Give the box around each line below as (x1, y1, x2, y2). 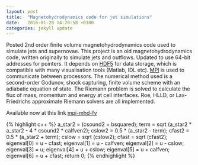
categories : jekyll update (6, 25, 73, 31)
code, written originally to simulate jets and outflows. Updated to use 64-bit (6, 54, 191, 61)
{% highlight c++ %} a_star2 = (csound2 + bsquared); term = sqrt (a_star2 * (6, 121, 192, 128)
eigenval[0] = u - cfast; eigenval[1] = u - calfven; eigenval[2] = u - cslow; (6, 140, 184, 147)
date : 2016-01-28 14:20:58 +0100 (6, 20, 94, 25)
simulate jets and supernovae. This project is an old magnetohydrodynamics (6, 48, 193, 55)
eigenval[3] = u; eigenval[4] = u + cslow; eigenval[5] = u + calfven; (6, 146, 170, 153)
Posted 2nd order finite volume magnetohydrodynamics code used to (6, 41, 176, 48)
